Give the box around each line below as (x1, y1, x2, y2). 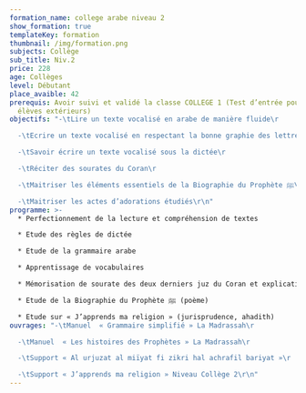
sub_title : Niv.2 (9, 55, 76, 65)
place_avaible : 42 (9, 89, 79, 98)
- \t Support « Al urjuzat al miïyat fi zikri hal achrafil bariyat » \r (17, 354, 291, 363)
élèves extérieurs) (17, 106, 92, 116)
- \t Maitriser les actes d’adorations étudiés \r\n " (17, 196, 214, 206)
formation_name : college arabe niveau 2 (9, 13, 166, 23)
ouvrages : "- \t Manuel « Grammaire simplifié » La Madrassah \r (9, 320, 255, 330)
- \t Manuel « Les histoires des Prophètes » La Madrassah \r (17, 338, 250, 347)
